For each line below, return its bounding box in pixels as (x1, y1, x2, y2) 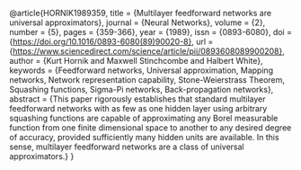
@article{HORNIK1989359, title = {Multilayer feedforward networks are (9, 8, 272, 18)
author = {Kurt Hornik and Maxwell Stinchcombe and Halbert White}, (9, 56, 263, 66)
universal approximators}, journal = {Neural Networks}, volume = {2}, (9, 17, 266, 28)
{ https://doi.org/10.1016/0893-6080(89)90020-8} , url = (9, 36, 214, 47)
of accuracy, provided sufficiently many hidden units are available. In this (9, 132, 280, 142)
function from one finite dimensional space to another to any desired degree (9, 122, 292, 133)
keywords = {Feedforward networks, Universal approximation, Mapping (9, 65, 274, 76)
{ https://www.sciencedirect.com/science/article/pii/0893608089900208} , (9, 46, 286, 57)
